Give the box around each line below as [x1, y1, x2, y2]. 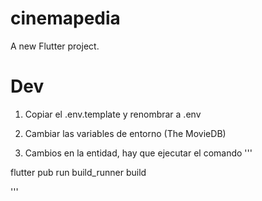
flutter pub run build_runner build [10, 166, 147, 178]
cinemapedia [10, 7, 121, 30]
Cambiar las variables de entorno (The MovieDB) [24, 127, 227, 139]
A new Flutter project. [10, 40, 100, 52]
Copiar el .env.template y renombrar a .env [24, 108, 202, 120]
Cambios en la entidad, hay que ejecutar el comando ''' [24, 147, 253, 159]
